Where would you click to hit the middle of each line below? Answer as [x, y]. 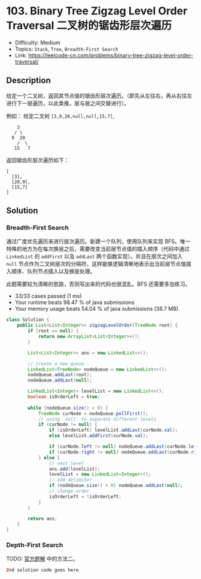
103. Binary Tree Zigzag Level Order [97, 11]
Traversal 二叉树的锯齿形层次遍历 [89, 26]
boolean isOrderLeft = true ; [64, 397]
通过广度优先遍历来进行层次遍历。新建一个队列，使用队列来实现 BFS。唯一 [98, 241]
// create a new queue [56, 363]
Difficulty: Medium [38, 43]
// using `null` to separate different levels [97, 419]
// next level [66, 463]
